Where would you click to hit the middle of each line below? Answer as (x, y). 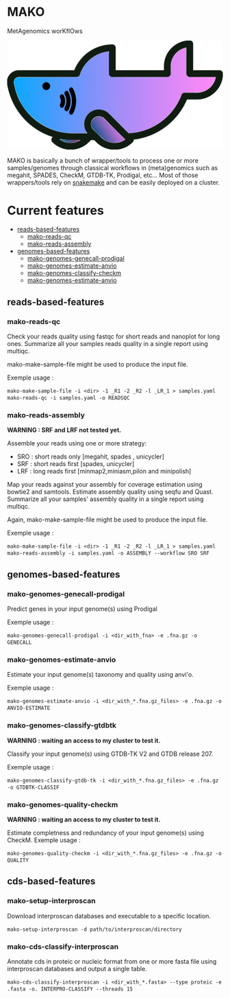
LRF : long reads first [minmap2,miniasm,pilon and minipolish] (104, 472)
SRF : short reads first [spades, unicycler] (76, 464)
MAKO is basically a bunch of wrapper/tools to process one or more (103, 161)
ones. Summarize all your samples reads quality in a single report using (108, 344)
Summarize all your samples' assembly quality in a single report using (105, 499)
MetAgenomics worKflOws (45, 31)
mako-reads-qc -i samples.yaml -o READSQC (68, 398)
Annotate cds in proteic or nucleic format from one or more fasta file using (112, 961)
